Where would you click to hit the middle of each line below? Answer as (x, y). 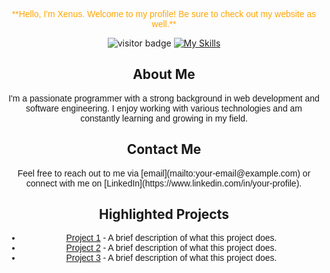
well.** (164, 24)
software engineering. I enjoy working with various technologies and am (164, 108)
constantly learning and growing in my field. (164, 118)
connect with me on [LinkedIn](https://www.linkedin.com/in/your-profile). (164, 183)
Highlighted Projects (164, 214)
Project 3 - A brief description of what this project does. (171, 258)
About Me (164, 74)
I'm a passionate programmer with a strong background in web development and (164, 98)
